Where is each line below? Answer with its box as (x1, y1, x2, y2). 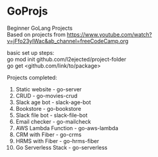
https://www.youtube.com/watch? (66, 30, 153, 38)
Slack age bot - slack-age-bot (15, 99, 91, 106)
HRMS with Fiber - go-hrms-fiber (15, 137, 100, 144)
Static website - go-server (15, 85, 82, 92)
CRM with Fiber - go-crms (15, 131, 81, 138)
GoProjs (7, 4, 48, 18)
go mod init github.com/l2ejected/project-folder (7, 55, 126, 63)
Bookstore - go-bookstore (15, 105, 81, 112)
